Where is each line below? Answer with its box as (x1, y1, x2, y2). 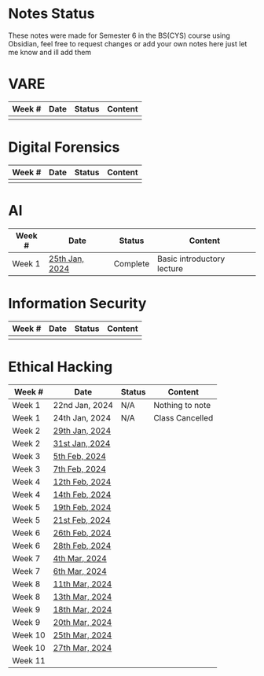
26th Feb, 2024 (53, 527, 112, 538)
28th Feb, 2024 (53, 540, 112, 551)
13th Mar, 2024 (53, 591, 112, 602)
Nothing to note (152, 399, 211, 410)
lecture (156, 263, 183, 274)
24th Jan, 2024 (53, 412, 112, 423)
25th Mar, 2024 (53, 630, 112, 641)
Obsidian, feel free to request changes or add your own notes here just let (8, 39, 247, 48)
